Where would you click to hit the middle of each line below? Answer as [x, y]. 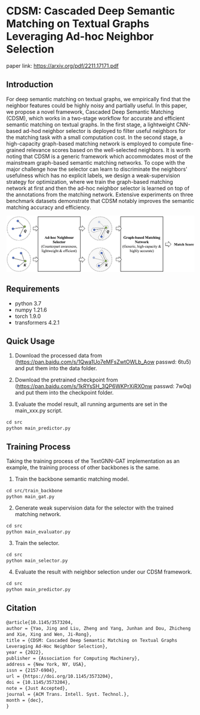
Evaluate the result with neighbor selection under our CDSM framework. [103, 572]
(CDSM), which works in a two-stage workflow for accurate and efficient [96, 118]
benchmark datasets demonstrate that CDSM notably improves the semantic [100, 201]
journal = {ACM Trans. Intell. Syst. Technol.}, [68, 695]
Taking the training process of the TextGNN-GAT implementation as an [93, 461]
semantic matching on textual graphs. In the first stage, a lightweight [90, 125]
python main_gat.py [30, 497]
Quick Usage [30, 342]
